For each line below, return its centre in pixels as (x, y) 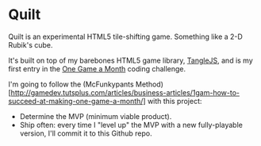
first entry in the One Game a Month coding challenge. (97, 68)
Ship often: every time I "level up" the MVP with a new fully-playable (131, 125)
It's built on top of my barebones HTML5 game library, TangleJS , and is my (131, 60)
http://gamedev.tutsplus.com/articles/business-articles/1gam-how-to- (125, 92)
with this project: (175, 101)
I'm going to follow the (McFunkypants (71, 84)
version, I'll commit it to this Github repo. (86, 133)
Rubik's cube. (31, 44)
